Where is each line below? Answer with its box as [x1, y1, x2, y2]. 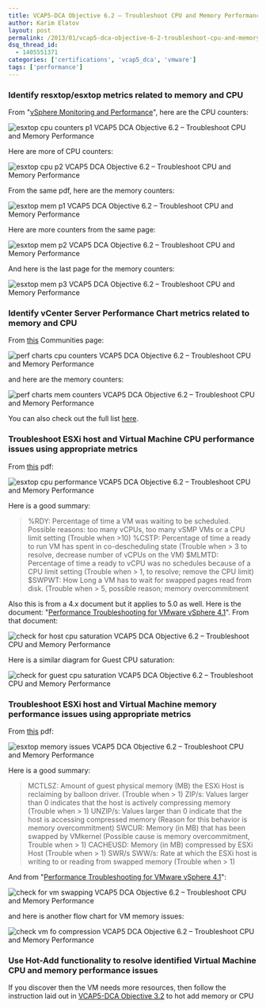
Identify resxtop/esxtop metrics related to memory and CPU [8, 89, 244, 100]
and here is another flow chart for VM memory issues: [8, 911, 184, 921]
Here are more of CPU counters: [8, 147, 113, 156]
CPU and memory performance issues [8, 964, 158, 975]
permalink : [8, 33, 44, 42]
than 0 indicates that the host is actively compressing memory [27, 798, 231, 807]
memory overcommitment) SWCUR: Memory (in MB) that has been [27, 822, 245, 833]
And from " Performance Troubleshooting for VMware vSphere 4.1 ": [8, 872, 227, 881]
